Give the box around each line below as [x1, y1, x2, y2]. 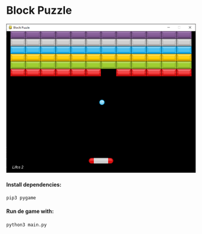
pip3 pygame [6, 195, 36, 201]
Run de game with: [6, 208, 54, 215]
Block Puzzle [6, 4, 72, 17]
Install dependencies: [6, 181, 62, 188]
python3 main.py [6, 221, 47, 228]
